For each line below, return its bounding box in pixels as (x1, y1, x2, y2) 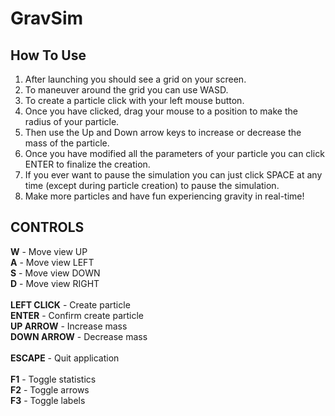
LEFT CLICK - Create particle (10, 298, 131, 311)
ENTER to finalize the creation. (24, 158, 151, 170)
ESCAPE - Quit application (10, 352, 120, 364)
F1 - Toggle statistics (10, 373, 97, 385)
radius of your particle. (24, 116, 120, 127)
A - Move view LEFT (10, 256, 95, 268)
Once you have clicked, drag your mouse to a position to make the (24, 105, 298, 117)
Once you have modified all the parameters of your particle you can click (24, 148, 325, 159)
